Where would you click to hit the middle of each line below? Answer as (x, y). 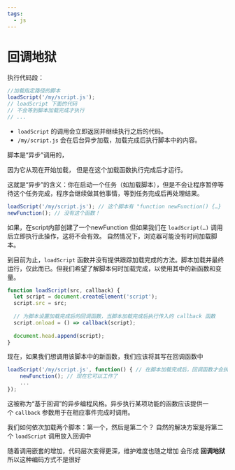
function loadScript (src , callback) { (64, 290)
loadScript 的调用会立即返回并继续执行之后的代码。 (92, 131)
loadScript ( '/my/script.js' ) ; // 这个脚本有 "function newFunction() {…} (114, 206)
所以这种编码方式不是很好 (44, 460)
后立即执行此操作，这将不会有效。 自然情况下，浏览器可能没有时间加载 (109, 236)
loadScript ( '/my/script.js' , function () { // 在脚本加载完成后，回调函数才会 (115, 370)
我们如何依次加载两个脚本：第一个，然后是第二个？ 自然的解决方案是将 (109, 427)
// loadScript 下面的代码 (42, 104)
